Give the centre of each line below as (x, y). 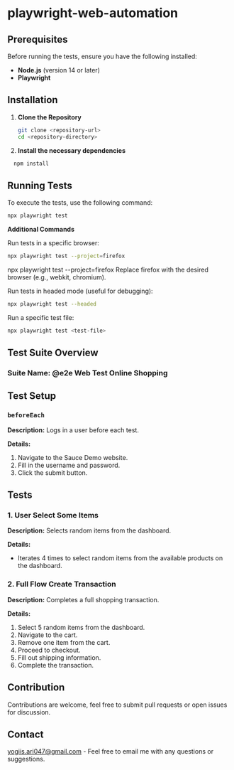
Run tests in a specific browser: (53, 243)
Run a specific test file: (41, 317)
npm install (32, 164)
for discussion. (29, 712)
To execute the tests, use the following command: (80, 203)
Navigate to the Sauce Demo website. (73, 457)
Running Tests (40, 185)
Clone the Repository (49, 117)
